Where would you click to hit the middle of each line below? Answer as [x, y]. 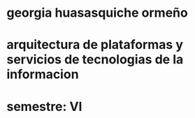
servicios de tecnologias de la [95, 60]
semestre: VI [44, 106]
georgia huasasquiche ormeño [97, 13]
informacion [43, 74]
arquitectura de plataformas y [95, 45]
